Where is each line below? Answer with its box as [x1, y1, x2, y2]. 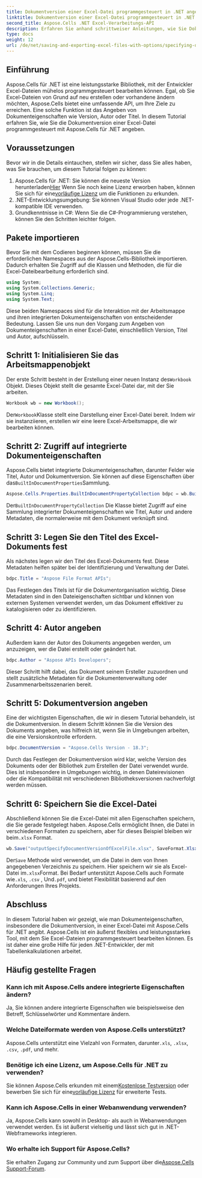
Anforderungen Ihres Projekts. [6, 882, 81, 889]
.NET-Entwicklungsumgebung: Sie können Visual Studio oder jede [14, 196, 179, 203]
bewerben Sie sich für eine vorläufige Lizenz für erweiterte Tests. [6, 1088, 167, 1096]
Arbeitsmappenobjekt [6, 359, 90, 370]
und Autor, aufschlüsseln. [6, 332, 70, 340]
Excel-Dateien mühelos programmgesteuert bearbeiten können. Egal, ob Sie [6, 87, 195, 94]
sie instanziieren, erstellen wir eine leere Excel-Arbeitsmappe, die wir [6, 417, 177, 424]
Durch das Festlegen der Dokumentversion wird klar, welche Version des [6, 756, 186, 763]
